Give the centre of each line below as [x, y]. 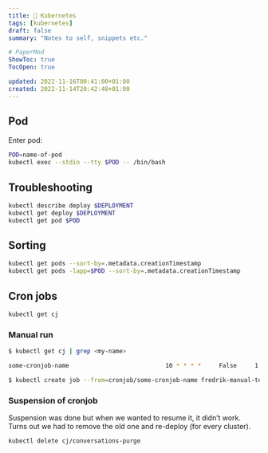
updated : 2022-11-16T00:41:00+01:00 [69, 81]
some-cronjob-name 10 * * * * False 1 [134, 366]
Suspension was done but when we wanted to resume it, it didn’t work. [125, 418]
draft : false [30, 30]
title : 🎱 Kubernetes [43, 16]
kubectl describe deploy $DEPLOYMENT [71, 206]
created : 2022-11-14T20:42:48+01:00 [69, 89]
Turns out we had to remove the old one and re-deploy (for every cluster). [130, 427]
